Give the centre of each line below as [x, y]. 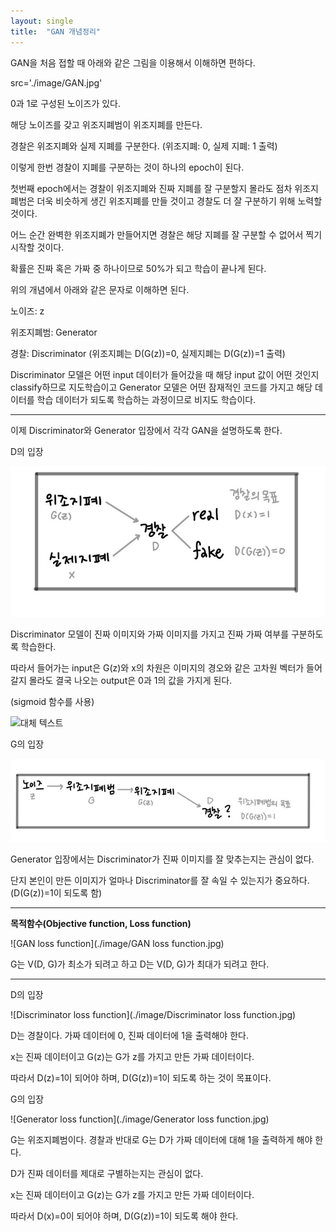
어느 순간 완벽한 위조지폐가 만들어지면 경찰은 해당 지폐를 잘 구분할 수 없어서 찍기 [166, 234]
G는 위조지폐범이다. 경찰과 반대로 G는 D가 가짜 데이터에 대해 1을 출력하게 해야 [161, 1139]
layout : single [42, 21]
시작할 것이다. [37, 247]
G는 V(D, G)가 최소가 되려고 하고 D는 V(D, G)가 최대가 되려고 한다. [140, 964]
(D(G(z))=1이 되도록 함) [56, 892]
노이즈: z [27, 311]
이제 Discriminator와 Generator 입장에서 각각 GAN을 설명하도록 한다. [146, 430]
